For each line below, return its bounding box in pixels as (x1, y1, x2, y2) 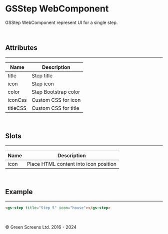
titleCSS (7, 104, 26, 111)
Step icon (31, 80, 54, 87)
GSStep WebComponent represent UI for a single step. (5, 19, 118, 25)
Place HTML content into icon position (26, 160, 116, 167)
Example (5, 188, 33, 196)
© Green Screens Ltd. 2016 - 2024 (5, 224, 77, 230)
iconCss (7, 96, 27, 103)
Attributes (5, 43, 37, 52)
